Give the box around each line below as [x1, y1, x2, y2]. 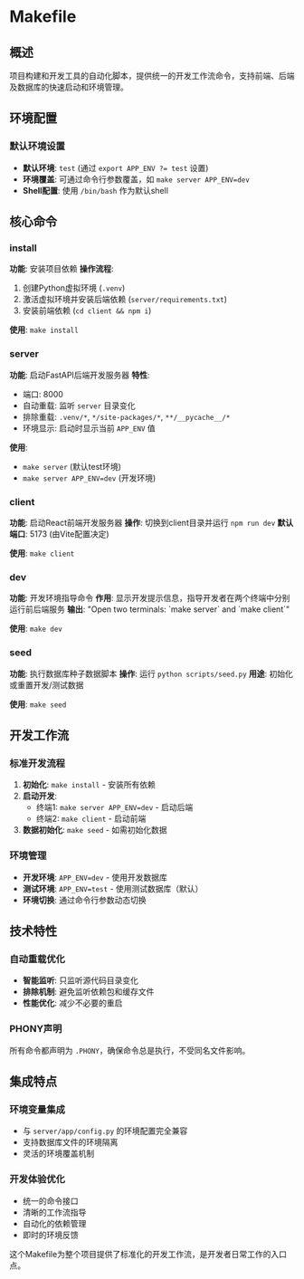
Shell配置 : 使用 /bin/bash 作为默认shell [22, 185, 169, 196]
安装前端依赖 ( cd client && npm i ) [22, 305, 152, 316]
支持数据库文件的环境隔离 [22, 1137, 119, 1148]
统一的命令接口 [22, 1195, 79, 1206]
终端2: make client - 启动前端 [35, 813, 147, 825]
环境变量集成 [9, 1102, 66, 1115]
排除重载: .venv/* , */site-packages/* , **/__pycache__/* [22, 411, 231, 422]
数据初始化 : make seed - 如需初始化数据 [22, 825, 167, 835]
